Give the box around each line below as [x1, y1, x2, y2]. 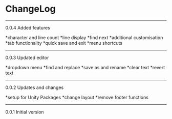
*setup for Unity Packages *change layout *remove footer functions [5, 94, 148, 100]
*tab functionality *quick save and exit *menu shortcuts [5, 40, 123, 46]
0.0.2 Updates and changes [5, 84, 64, 91]
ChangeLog [5, 3, 56, 15]
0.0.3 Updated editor [5, 54, 49, 61]
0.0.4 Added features [5, 24, 50, 31]
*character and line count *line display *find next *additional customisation [5, 34, 163, 41]
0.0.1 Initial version [5, 109, 45, 115]
